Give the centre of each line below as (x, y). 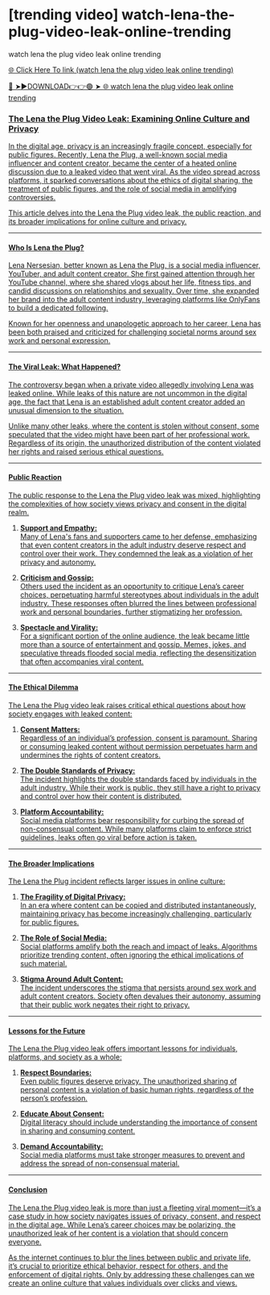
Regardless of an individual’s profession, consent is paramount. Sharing (139, 738)
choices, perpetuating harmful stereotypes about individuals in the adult (139, 594)
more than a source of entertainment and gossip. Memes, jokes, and (133, 644)
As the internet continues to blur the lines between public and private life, (130, 1257)
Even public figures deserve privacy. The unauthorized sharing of (128, 1081)
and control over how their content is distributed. (101, 797)
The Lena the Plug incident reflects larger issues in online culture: (117, 881)
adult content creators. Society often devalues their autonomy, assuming (140, 996)
